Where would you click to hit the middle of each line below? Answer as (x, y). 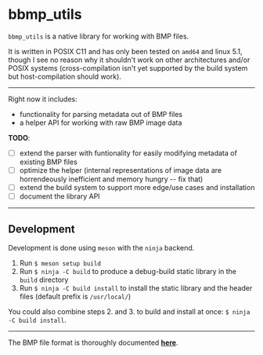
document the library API (59, 196)
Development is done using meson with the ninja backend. (101, 248)
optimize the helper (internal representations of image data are (120, 170)
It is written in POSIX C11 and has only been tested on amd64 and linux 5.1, (125, 51)
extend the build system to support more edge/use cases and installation (137, 188)
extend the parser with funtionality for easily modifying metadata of (128, 153)
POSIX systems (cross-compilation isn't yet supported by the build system (128, 68)
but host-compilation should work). (65, 76)
